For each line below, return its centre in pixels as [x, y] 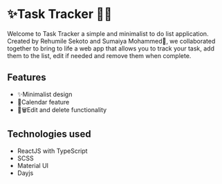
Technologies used [49, 134]
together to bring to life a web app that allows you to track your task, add [111, 48]
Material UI [33, 165]
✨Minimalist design [45, 94]
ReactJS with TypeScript [52, 151]
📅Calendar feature [43, 102]
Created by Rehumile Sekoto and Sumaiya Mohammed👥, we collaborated [111, 41]
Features [27, 78]
